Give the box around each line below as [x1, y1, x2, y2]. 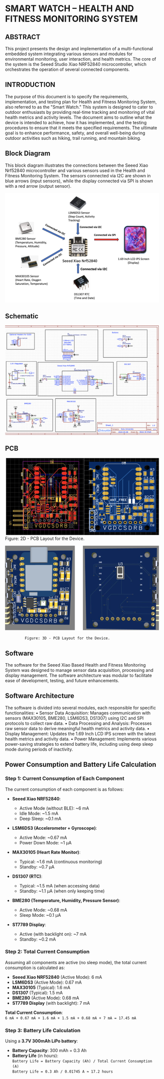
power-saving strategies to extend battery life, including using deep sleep [5, 741, 154, 747]
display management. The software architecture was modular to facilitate [5, 672, 152, 678]
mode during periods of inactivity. [5, 746, 73, 752]
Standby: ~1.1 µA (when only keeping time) [19, 888, 105, 894]
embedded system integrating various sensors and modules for [5, 51, 133, 57]
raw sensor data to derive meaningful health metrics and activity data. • [5, 725, 150, 731]
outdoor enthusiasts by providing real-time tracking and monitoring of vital [5, 109, 155, 115]
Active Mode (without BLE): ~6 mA [19, 805, 89, 811]
